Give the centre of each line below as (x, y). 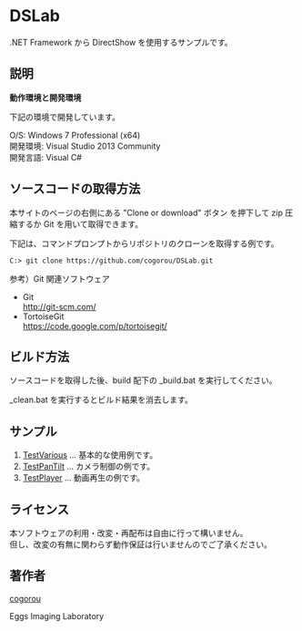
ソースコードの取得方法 (75, 189)
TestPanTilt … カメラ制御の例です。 (89, 467)
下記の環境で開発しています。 (65, 117)
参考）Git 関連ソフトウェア (60, 278)
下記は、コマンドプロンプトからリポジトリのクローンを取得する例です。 (144, 243)
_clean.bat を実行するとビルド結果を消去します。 (101, 400)
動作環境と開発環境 (45, 98)
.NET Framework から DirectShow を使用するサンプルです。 (121, 42)
